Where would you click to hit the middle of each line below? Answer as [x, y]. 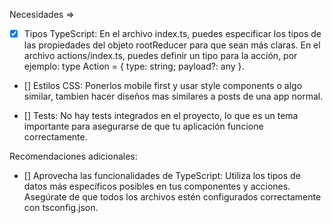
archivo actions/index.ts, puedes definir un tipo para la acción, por [160, 56]
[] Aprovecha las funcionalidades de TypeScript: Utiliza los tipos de [162, 176]
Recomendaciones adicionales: [73, 156]
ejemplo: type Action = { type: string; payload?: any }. [134, 66]
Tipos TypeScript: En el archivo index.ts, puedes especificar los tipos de [172, 33]
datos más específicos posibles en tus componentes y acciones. [157, 186]
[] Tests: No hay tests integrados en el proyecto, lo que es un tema [161, 116]
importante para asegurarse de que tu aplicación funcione [143, 126]
